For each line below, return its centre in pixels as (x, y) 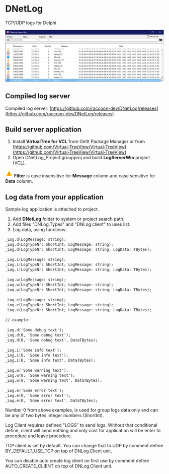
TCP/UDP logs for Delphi (31, 23)
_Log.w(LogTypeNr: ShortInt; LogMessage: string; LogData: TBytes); (78, 290)
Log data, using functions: (39, 230)
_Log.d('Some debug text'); (35, 330)
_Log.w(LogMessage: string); (36, 280)
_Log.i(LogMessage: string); (36, 260)
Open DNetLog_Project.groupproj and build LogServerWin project (81, 158)
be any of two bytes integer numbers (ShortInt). (55, 416)
